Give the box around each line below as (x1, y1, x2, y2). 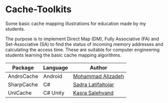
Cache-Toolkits (5, 4, 72, 15)
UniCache (8, 89, 32, 96)
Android (43, 72, 62, 80)
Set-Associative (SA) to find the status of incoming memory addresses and (5, 41, 163, 47)
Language (43, 64, 68, 71)
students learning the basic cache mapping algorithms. (5, 52, 122, 58)
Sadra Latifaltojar (73, 81, 114, 88)
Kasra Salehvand (73, 89, 114, 96)
